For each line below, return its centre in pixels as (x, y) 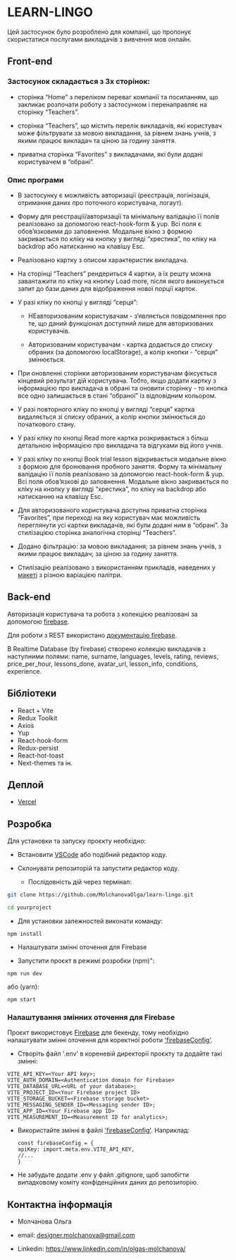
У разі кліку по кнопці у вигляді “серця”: (77, 302)
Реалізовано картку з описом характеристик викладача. (103, 260)
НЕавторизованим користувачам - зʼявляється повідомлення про (127, 316)
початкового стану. (46, 424)
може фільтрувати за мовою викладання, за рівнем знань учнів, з (117, 133)
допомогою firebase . (38, 622)
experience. (25, 671)
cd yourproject (30, 908)
